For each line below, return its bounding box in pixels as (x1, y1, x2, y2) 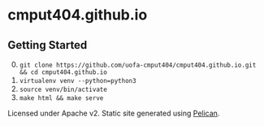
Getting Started (7, 38, 88, 52)
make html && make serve (19, 94, 104, 102)
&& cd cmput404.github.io (19, 68, 107, 76)
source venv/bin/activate (19, 85, 107, 93)
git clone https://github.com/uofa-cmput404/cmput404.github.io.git (19, 61, 257, 69)
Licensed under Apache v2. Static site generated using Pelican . (7, 108, 220, 118)
